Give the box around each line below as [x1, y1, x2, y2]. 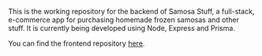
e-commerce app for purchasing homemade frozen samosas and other [8, 15, 239, 24]
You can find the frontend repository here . [8, 39, 145, 48]
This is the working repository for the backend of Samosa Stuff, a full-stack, [8, 7, 255, 16]
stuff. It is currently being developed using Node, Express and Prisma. [8, 24, 235, 32]
